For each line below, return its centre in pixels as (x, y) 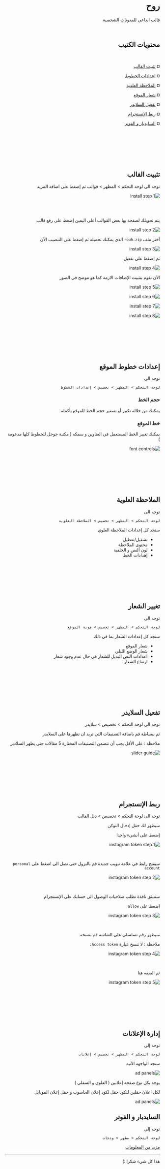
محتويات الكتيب (139, 45)
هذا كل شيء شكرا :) (141, 1161)
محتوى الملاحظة (133, 545)
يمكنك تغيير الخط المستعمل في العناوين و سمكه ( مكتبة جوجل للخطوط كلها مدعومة (83, 434)
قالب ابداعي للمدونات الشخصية (131, 20)
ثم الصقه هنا (149, 973)
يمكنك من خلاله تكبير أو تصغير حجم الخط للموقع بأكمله (110, 410)
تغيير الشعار (144, 606)
